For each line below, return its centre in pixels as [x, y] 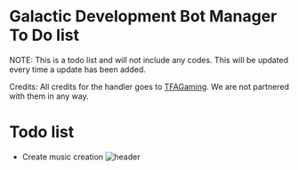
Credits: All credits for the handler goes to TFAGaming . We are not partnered [149, 86]
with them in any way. [49, 96]
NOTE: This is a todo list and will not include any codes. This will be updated [149, 60]
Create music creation [63, 157]
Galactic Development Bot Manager [143, 16]
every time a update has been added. [78, 69]
